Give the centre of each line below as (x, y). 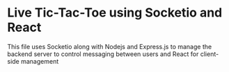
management (40, 61)
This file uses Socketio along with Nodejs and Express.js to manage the (110, 46)
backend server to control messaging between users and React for (103, 54)
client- (210, 54)
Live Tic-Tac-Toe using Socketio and (115, 13)
